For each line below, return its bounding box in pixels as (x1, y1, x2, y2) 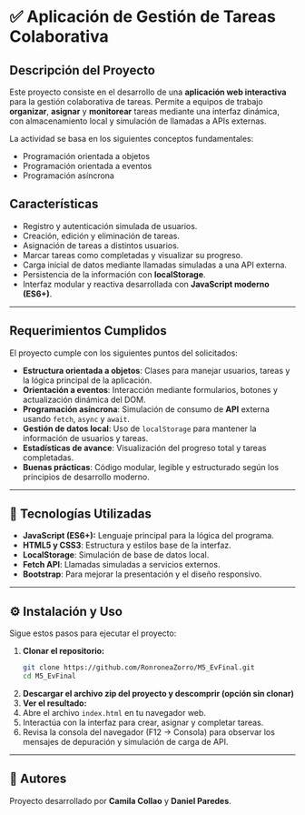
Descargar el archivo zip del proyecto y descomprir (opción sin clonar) (22, 689, 295, 699)
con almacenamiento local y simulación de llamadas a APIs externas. (9, 116, 267, 126)
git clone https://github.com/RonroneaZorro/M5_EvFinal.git (22, 663, 255, 672)
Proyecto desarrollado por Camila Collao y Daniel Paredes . (9, 795, 231, 806)
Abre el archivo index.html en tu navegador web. (22, 708, 207, 718)
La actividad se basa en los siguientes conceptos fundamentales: (9, 134, 254, 144)
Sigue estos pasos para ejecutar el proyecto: (9, 628, 177, 639)
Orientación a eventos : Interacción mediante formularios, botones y (22, 384, 279, 395)
